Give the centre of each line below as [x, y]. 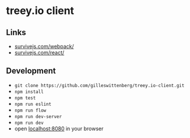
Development [31, 71]
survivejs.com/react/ [39, 53]
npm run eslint [33, 104]
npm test [25, 98]
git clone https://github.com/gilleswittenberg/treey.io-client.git [99, 85]
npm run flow [30, 110]
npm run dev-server [38, 116]
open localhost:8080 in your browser [59, 128]
